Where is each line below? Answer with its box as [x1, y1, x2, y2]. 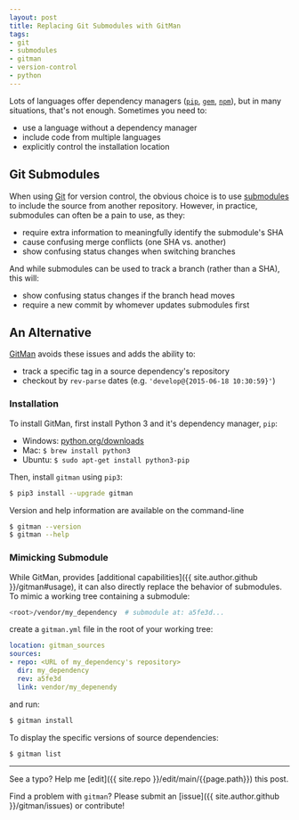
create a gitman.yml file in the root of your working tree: [9, 624, 214, 635]
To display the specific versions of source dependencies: [9, 732, 220, 742]
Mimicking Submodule [9, 552, 109, 564]
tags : [9, 29, 29, 38]
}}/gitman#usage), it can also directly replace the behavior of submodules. [9, 581, 282, 592]
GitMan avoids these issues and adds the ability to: [9, 348, 196, 359]
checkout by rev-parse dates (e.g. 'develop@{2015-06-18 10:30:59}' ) [21, 375, 276, 386]
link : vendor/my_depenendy [17, 683, 117, 692]
